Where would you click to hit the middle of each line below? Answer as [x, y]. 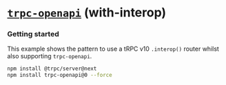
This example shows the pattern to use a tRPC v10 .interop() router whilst [113, 49]
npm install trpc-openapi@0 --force [60, 75]
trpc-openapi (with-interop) [87, 13]
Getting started [33, 34]
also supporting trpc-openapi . [50, 56]
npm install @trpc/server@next [52, 69]
